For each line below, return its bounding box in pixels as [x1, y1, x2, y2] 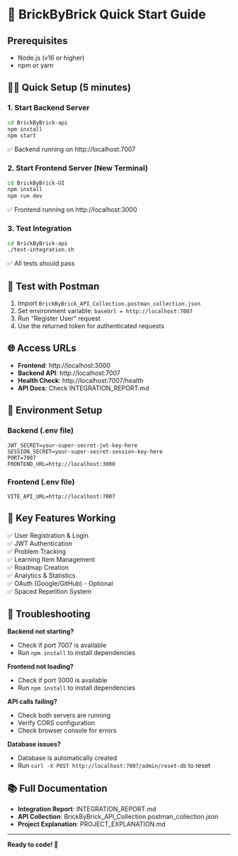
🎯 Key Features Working [7, 512, 116, 524]
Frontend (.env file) [7, 477, 75, 487]
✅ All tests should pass [7, 259, 75, 268]
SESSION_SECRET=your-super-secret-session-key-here [7, 448, 163, 455]
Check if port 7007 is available [17, 641, 107, 649]
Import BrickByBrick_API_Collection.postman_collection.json [17, 299, 200, 308]
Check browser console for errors [17, 726, 117, 735]
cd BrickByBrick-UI [7, 179, 65, 187]
